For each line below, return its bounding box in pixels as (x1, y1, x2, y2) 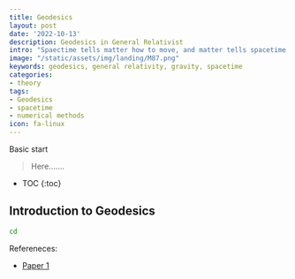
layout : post (9, 21, 57, 30)
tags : (9, 87, 29, 95)
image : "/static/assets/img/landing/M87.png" (9, 54, 179, 63)
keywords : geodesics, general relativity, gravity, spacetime (9, 63, 243, 72)
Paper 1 (21, 260, 50, 270)
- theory (9, 79, 42, 87)
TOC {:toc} (21, 178, 62, 188)
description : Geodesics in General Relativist (9, 37, 184, 47)
